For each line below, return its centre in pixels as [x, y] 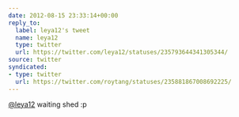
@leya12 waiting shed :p [47, 104]
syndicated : [28, 67]
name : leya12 [37, 38]
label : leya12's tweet [53, 30]
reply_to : [25, 23]
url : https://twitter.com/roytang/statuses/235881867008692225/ [123, 81]
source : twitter [35, 60]
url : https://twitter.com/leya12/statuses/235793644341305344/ [121, 52]
